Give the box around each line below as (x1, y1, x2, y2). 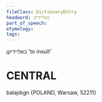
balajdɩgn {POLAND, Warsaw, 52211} (6, 89, 97, 97)
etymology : (6, 25, 34, 32)
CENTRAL (6, 69, 57, 83)
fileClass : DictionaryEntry (6, 8, 77, 15)
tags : (6, 31, 20, 37)
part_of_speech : (6, 20, 47, 26)
